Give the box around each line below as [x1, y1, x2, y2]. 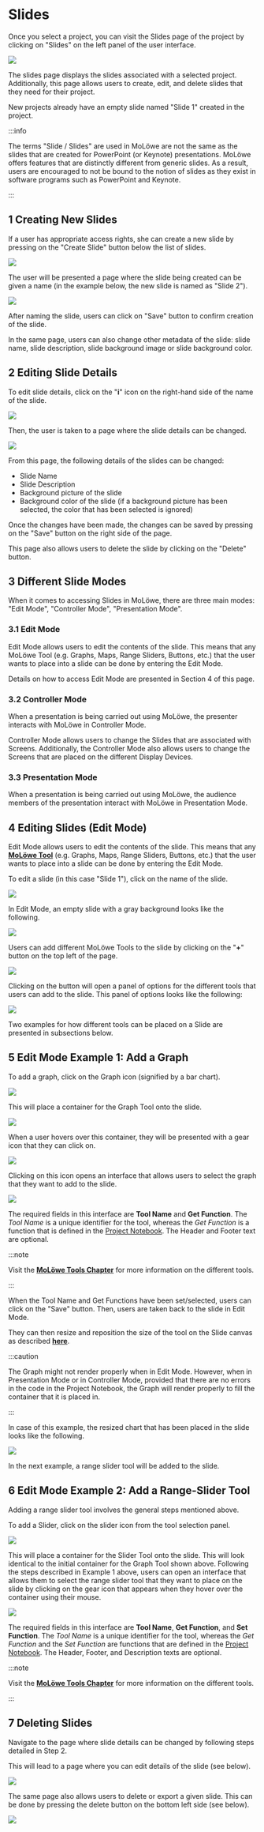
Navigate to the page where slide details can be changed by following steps [8, 1737, 255, 1747]
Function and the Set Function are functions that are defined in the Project [8, 1639, 249, 1649]
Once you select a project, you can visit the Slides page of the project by [8, 32, 244, 41]
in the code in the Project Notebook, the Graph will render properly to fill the [8, 1383, 255, 1393]
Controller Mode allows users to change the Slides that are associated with [8, 735, 251, 744]
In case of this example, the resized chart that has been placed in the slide [8, 1422, 250, 1431]
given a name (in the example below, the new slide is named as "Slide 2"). [8, 280, 248, 290]
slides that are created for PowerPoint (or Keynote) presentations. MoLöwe [8, 149, 251, 159]
